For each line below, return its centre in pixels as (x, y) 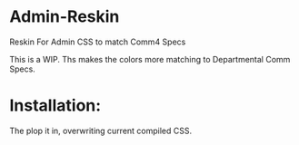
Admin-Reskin (65, 17)
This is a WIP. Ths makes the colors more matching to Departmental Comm (150, 59)
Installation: (55, 106)
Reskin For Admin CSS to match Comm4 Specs (98, 42)
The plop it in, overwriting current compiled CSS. (101, 130)
